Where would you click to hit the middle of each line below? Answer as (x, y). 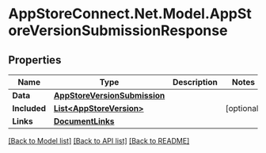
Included (29, 108)
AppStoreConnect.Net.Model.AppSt (130, 14)
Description (195, 82)
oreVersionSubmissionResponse (118, 31)
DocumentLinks (84, 121)
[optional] (243, 108)
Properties (35, 60)
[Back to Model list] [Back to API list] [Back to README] (99, 141)
